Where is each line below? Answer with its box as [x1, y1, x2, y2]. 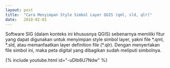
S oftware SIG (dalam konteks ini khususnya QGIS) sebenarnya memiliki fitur [5, 31, 165, 37]
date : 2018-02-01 [5, 17, 47, 22]
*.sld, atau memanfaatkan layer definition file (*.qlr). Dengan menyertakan [5, 42, 160, 48]
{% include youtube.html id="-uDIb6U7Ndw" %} [5, 57, 108, 63]
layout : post [5, 7, 33, 13]
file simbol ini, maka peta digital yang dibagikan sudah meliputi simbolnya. [5, 47, 162, 54]
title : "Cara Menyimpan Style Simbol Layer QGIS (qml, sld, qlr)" [5, 12, 153, 17]
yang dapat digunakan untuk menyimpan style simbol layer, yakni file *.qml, [5, 36, 164, 42]
